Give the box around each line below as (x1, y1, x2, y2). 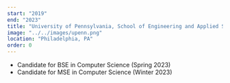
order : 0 (7, 42, 32, 49)
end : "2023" (7, 16, 41, 23)
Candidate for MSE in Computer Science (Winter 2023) (16, 68, 172, 76)
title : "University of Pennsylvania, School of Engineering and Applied (7, 23, 219, 29)
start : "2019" (7, 10, 48, 17)
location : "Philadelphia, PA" (7, 36, 94, 43)
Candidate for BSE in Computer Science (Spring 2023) (16, 61, 171, 69)
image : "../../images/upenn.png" (7, 29, 103, 36)
